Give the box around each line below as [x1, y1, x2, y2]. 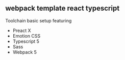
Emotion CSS [12, 33, 41, 39]
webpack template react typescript [5, 4, 120, 13]
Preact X [12, 27, 32, 34]
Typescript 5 [12, 38, 40, 44]
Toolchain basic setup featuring [5, 17, 72, 23]
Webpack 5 [12, 49, 37, 55]
